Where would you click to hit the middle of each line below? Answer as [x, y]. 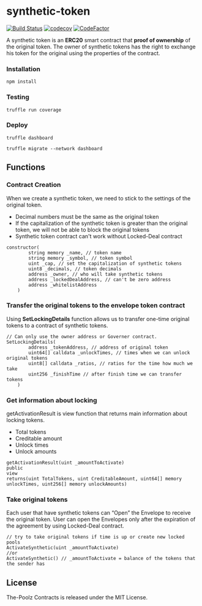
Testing [18, 97]
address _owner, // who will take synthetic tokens [96, 274]
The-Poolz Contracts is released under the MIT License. [77, 597]
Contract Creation [34, 185]
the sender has [26, 564]
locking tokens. [25, 420]
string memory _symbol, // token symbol [80, 258]
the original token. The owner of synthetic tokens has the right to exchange [101, 47]
